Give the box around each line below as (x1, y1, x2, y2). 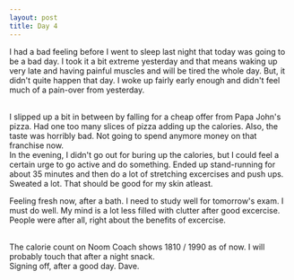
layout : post (9, 13, 58, 22)
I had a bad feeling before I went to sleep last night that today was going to (9, 46, 286, 57)
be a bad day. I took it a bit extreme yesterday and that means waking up (9, 56, 278, 66)
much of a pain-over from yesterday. (9, 84, 145, 95)
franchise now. (9, 140, 65, 151)
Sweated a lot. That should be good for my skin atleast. (9, 178, 213, 188)
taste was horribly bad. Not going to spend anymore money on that (9, 130, 257, 141)
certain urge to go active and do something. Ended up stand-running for (9, 159, 276, 170)
